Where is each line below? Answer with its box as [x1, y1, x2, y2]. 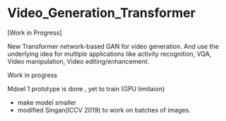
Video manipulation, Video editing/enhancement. [7, 57, 150, 65]
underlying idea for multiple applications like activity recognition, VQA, [7, 50, 212, 58]
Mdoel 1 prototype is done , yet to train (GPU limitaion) [7, 84, 165, 93]
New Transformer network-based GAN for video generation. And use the [7, 42, 219, 50]
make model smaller [17, 98, 76, 107]
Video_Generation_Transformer [7, 5, 196, 21]
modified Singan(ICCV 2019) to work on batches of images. [17, 105, 191, 114]
